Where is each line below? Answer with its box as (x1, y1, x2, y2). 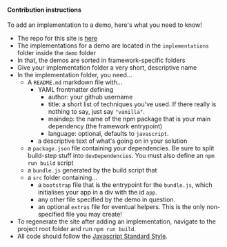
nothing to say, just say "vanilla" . (48, 108, 145, 116)
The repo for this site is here (17, 34, 98, 43)
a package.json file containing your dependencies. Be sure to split (27, 144, 215, 152)
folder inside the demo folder (17, 49, 97, 57)
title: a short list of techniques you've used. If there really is (48, 100, 217, 108)
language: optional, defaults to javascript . (48, 130, 169, 138)
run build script (27, 159, 74, 167)
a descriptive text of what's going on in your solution (37, 137, 188, 145)
